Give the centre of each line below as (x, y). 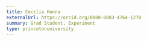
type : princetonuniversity (40, 29)
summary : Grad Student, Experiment (51, 23)
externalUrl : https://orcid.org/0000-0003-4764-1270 (74, 17)
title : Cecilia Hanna (33, 12)
